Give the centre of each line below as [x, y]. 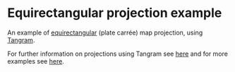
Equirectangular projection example [115, 13]
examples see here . [36, 61]
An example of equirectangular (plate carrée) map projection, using [105, 32]
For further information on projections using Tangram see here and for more [117, 54]
